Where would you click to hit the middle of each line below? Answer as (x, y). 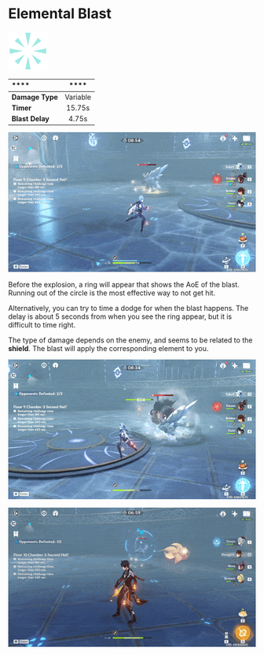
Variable (78, 97)
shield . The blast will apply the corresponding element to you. (108, 348)
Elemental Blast (60, 14)
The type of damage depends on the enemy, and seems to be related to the (130, 340)
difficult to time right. (42, 324)
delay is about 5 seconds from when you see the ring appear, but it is (120, 316)
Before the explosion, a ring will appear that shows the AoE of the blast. (124, 284)
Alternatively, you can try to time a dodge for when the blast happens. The (128, 308)
